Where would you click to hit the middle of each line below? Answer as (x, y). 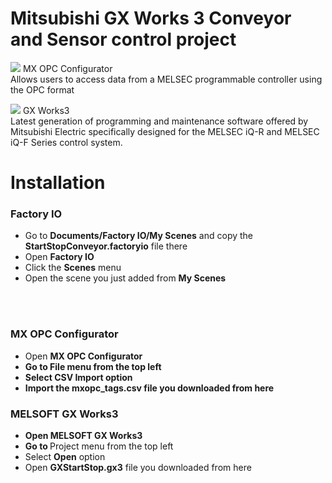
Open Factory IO (59, 257)
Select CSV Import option (78, 377)
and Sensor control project (123, 39)
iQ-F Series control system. (66, 142)
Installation (58, 183)
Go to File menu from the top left (93, 366)
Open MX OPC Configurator (83, 356)
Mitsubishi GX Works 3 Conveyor (151, 18)
